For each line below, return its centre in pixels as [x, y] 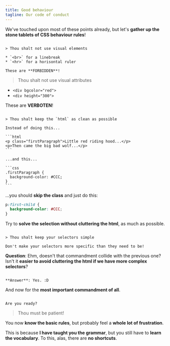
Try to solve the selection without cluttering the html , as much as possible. [85, 224]
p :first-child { [22, 205]
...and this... [21, 159]
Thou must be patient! [41, 313]
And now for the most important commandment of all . [63, 290]
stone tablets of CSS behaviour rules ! [46, 35]
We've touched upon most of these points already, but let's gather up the [82, 29]
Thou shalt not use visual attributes [55, 80]
